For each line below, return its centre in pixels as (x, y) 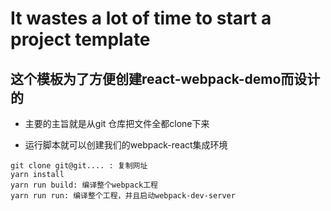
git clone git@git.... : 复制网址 (79, 166)
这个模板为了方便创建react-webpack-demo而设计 (165, 78)
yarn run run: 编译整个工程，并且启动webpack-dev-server (123, 196)
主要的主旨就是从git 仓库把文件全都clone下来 (117, 123)
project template (80, 39)
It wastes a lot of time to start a (141, 18)
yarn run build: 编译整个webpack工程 (84, 185)
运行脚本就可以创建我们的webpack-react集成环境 (126, 145)
